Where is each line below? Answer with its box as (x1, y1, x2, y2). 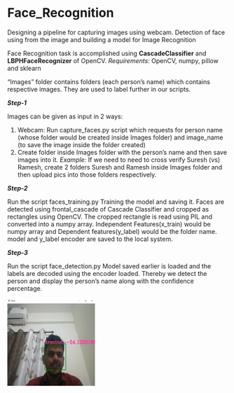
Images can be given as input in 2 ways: (7, 112, 123, 120)
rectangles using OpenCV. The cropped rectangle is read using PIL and (7, 212, 212, 221)
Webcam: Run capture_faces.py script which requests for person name (17, 125, 223, 134)
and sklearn (7, 64, 42, 72)
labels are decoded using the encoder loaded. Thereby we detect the (7, 269, 207, 277)
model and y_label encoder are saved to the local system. (7, 235, 173, 243)
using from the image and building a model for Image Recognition (7, 35, 196, 43)
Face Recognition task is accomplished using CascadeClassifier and (7, 49, 207, 57)
